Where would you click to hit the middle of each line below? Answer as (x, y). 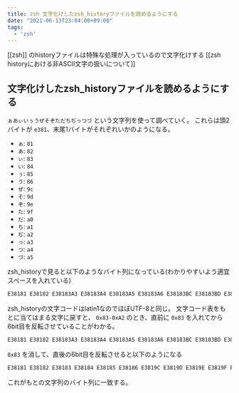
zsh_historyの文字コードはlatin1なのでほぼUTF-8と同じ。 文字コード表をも (117, 308)
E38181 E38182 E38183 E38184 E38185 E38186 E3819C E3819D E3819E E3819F (117, 367)
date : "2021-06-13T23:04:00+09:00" (60, 21)
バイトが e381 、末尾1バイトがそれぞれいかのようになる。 (91, 130)
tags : (15, 27)
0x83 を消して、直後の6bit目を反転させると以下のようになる (95, 354)
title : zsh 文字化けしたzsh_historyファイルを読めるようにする (93, 14)
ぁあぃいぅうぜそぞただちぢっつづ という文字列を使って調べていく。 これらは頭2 (118, 120)
